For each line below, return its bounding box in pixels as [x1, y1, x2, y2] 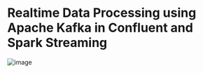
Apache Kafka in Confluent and [7, 20, 194, 36]
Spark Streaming [7, 35, 108, 51]
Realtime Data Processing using [7, 5, 197, 21]
